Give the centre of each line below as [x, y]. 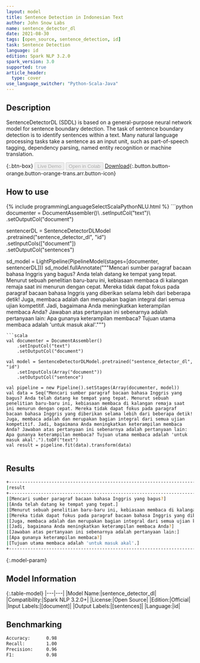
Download [117, 166]
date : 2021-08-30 [28, 34]
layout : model [24, 12]
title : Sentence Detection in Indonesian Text [65, 17]
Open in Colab [84, 166]
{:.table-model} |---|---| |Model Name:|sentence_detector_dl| [81, 593]
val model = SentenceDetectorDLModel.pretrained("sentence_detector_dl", [100, 361]
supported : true [26, 67]
